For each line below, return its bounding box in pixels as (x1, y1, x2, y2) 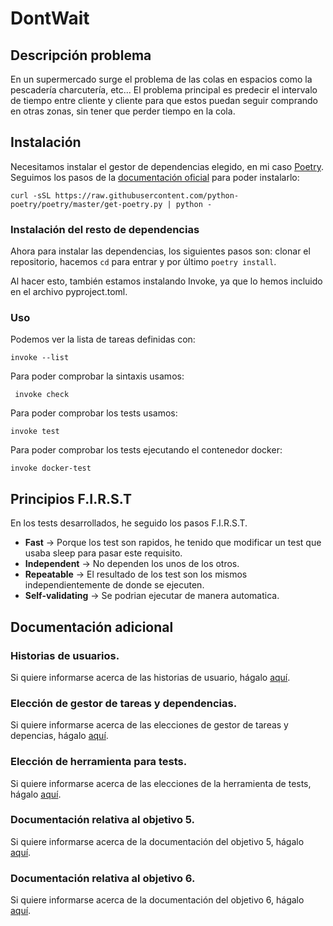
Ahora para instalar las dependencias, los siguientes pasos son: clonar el (10, 245, 311, 257)
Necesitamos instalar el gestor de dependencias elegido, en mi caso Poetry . (10, 160, 324, 172)
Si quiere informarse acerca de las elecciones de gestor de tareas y (10, 719, 289, 731)
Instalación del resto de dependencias (10, 222, 200, 236)
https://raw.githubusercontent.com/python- (54, 190, 240, 201)
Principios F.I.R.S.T (10, 490, 133, 507)
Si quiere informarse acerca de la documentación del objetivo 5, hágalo (10, 835, 305, 847)
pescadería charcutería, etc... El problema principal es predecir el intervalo (10, 84, 318, 96)
